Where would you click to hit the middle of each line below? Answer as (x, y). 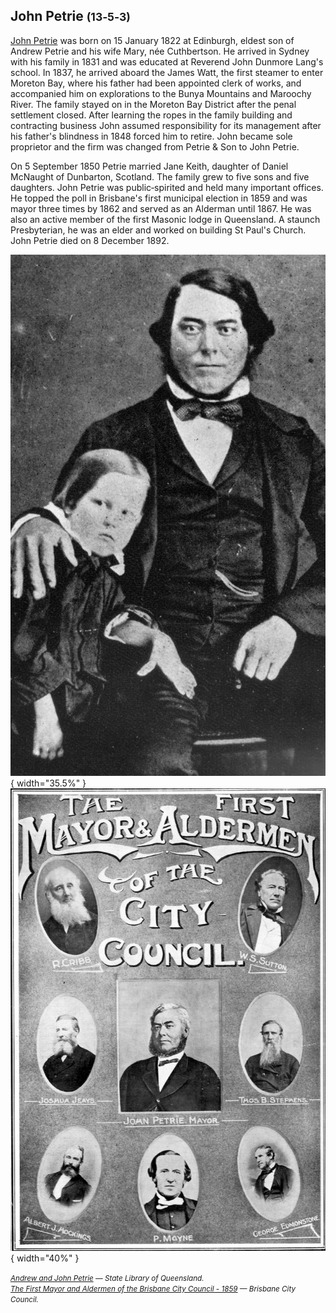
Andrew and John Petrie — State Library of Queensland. (107, 1279)
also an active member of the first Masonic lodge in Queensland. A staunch (165, 219)
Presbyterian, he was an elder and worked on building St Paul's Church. (158, 230)
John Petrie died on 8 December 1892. (90, 240)
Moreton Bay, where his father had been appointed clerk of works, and (156, 83)
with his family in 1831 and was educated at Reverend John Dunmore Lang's (167, 61)
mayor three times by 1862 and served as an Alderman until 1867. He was (161, 208)
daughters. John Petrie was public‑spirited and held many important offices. (167, 187)
